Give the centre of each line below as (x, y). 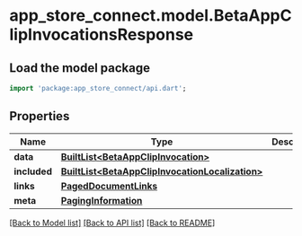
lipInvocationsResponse (102, 35)
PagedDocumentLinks (109, 186)
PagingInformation (102, 200)
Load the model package (80, 68)
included (33, 171)
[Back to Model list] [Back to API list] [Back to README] (112, 223)
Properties (40, 116)
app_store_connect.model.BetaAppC (151, 16)
